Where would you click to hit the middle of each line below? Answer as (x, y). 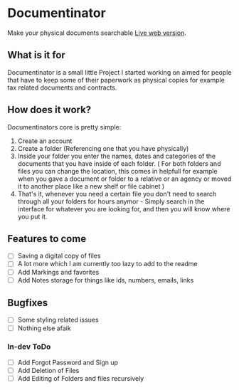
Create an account (45, 141)
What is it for (36, 55)
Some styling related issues (58, 320)
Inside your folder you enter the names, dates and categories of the (116, 156)
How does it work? (49, 110)
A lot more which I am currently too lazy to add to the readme (107, 264)
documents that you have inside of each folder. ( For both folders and (119, 163)
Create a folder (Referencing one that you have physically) (103, 148)
